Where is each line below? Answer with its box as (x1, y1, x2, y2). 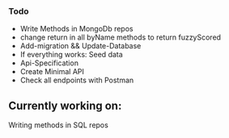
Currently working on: (8, 98, 122, 112)
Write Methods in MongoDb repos (19, 24, 134, 34)
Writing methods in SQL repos (8, 120, 109, 130)
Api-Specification (19, 58, 79, 68)
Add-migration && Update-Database (19, 41, 142, 51)
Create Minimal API (19, 67, 85, 77)
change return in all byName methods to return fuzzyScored (19, 32, 221, 42)
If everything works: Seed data (19, 50, 123, 60)
